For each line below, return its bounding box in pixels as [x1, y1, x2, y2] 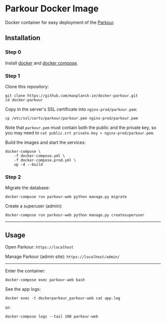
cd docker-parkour [5, 97, 43, 102]
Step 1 [5, 72, 20, 79]
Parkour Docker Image [5, 3, 99, 14]
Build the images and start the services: [5, 139, 86, 145]
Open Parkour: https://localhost [5, 244, 74, 250]
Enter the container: [5, 268, 45, 274]
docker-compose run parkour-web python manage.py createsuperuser [5, 213, 145, 218]
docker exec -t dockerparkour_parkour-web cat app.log [5, 296, 121, 301]
